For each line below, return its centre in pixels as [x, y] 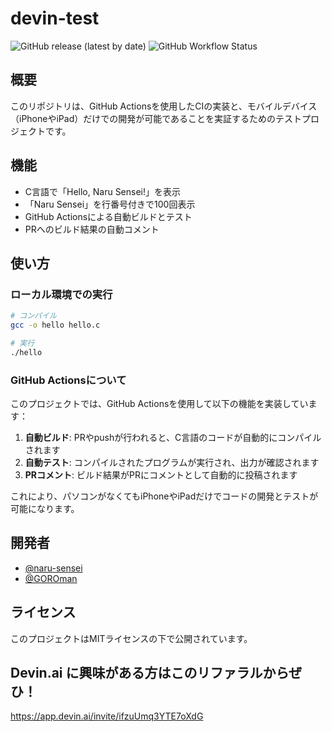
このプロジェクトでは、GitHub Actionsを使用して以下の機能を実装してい [159, 404]
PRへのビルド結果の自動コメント [92, 229]
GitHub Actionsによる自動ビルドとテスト [108, 216]
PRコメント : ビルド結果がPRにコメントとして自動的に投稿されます [161, 475]
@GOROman [51, 578]
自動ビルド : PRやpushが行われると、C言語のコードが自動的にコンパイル [173, 438]
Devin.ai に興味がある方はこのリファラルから [150, 673]
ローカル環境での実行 [61, 294]
